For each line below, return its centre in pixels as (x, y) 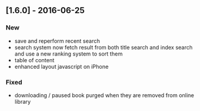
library (22, 101)
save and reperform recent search (57, 41)
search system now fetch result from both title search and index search (104, 47)
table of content (35, 60)
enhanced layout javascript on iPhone (62, 66)
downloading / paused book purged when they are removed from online (104, 95)
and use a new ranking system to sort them (68, 54)
